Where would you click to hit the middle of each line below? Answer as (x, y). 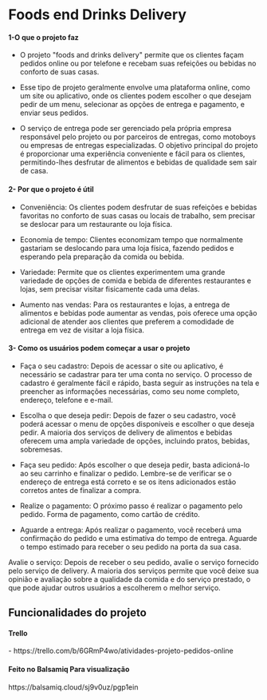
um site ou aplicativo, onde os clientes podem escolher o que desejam (135, 96)
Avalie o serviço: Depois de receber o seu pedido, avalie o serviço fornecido (133, 562)
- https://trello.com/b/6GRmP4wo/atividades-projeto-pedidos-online (121, 651)
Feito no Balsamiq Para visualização (69, 669)
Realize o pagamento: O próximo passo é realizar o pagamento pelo (131, 506)
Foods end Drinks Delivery (98, 15)
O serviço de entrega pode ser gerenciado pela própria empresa (126, 129)
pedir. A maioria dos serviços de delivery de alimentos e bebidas (126, 432)
